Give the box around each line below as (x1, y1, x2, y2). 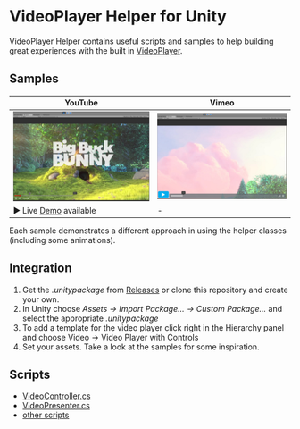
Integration (9, 261, 73, 276)
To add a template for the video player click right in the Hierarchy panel (21, 322, 284, 332)
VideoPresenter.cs (21, 400, 91, 411)
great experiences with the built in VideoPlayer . (9, 45, 183, 55)
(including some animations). (9, 234, 116, 245)
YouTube (64, 97, 98, 108)
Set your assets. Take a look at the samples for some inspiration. (21, 341, 261, 352)
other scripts (21, 409, 70, 421)
